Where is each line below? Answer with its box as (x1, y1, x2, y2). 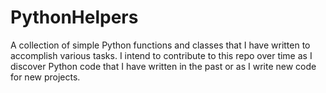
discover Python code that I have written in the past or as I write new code (10, 60, 317, 72)
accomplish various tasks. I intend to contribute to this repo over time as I (10, 49, 313, 61)
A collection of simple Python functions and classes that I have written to (10, 39, 311, 51)
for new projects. (10, 71, 81, 83)
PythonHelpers (10, 6, 139, 29)
